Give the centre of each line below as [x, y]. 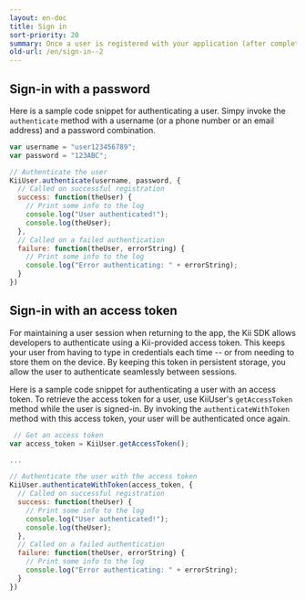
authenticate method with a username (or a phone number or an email [142, 121]
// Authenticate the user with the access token [103, 477]
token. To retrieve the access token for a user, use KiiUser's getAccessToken [151, 399]
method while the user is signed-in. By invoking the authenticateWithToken [149, 408]
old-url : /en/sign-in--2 [56, 52]
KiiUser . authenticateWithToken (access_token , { [102, 485]
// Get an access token [58, 435]
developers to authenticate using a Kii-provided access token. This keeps [147, 342]
